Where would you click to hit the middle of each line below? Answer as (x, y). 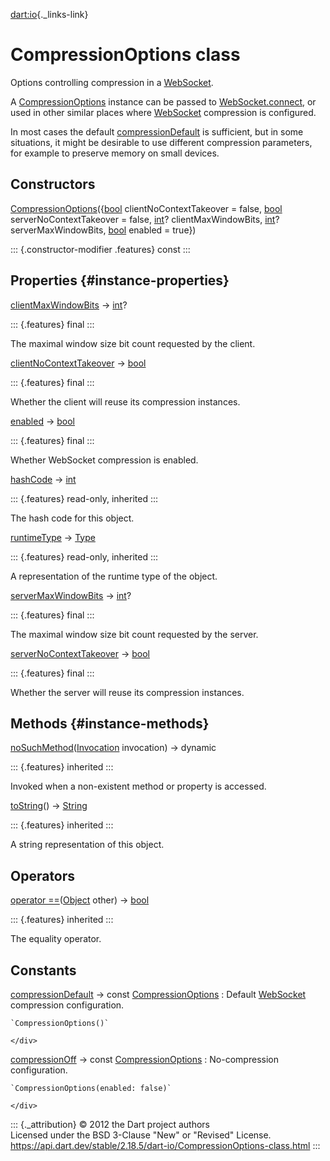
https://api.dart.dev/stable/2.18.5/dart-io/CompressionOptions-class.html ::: (165, 1145)
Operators (43, 875)
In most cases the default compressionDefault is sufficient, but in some (157, 131)
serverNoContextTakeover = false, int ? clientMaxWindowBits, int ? (145, 219)
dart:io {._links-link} (49, 14)
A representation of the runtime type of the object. (114, 576)
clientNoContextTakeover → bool (78, 363)
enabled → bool (42, 421)
